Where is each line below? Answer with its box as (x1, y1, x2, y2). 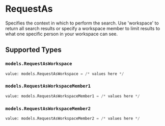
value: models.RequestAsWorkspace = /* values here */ (5, 71, 124, 77)
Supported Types (5, 45, 62, 54)
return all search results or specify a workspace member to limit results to (5, 25, 160, 31)
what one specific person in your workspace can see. (5, 31, 118, 37)
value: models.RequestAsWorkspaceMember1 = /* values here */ (5, 93, 140, 98)
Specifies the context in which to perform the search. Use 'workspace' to (5, 20, 159, 26)
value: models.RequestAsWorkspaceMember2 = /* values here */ (5, 116, 140, 121)
